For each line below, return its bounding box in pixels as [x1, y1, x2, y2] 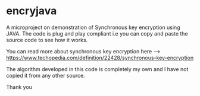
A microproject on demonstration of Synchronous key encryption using [6, 24, 180, 31]
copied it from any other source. [6, 72, 85, 79]
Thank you [6, 83, 33, 90]
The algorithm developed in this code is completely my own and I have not [6, 65, 189, 72]
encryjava [6, 4, 57, 18]
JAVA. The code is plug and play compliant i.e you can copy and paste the [6, 30, 189, 37]
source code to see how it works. [6, 36, 88, 43]
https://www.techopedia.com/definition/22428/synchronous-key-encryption [6, 54, 194, 61]
